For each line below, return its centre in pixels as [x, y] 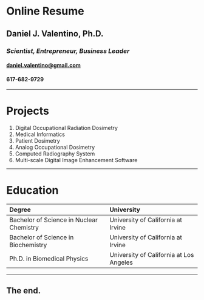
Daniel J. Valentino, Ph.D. [55, 34]
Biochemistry [28, 245]
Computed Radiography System [55, 154]
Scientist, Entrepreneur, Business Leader [68, 51]
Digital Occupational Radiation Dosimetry [66, 128]
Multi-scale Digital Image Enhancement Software [76, 160]
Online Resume [45, 11]
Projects [28, 111]
